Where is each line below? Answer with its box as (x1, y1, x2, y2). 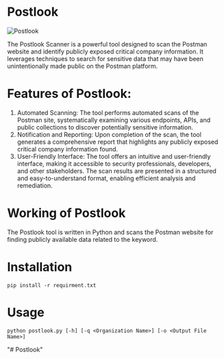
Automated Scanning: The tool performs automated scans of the (16, 108, 199, 116)
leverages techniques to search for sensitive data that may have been (7, 54, 203, 62)
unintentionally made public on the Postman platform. (7, 62, 158, 70)
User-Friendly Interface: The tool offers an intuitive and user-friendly (16, 152, 211, 160)
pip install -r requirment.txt (7, 282, 97, 288)
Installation (7, 260, 73, 275)
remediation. (16, 181, 53, 189)
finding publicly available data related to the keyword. (7, 235, 158, 243)
